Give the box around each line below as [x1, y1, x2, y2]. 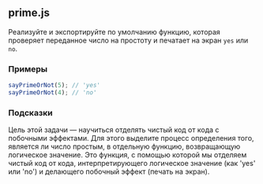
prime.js [8, 6, 50, 20]
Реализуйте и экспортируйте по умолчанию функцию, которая [8, 27, 221, 36]
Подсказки [8, 107, 53, 118]
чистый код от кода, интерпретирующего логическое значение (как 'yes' [8, 159, 256, 168]
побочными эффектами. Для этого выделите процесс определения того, [8, 134, 254, 143]
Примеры [8, 63, 48, 74]
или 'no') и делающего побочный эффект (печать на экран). [8, 167, 210, 176]
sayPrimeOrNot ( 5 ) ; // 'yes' [8, 82, 101, 90]
